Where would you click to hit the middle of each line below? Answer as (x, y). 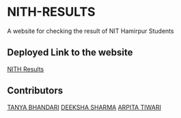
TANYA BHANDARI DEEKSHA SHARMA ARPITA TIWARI (84, 107)
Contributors (35, 91)
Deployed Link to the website (70, 52)
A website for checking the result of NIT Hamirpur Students (90, 31)
